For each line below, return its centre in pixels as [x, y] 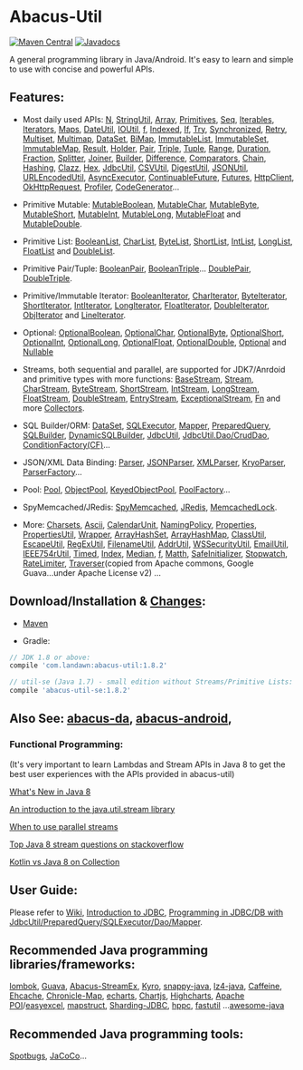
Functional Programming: [66, 744]
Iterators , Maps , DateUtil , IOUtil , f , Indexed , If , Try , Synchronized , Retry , [155, 129]
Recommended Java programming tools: [127, 1034]
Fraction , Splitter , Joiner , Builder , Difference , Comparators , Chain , [144, 158]
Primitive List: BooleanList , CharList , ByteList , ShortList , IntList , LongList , [157, 241]
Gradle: [36, 640]
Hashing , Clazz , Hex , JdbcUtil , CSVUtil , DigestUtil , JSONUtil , [135, 167]
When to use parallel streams [64, 826]
